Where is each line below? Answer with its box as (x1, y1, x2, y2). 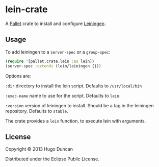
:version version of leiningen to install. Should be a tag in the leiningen (5, 102, 154, 108)
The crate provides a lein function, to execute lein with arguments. (5, 117, 146, 124)
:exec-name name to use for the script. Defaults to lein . (5, 92, 121, 99)
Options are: (5, 73, 32, 79)
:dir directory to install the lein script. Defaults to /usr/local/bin (5, 83, 142, 89)
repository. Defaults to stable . (5, 108, 69, 114)
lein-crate (5, 4, 48, 15)
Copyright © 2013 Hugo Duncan (5, 146, 73, 152)
